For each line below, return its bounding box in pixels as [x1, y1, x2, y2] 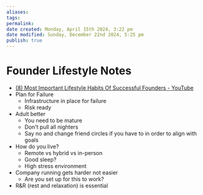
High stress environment [24, 162, 87, 169]
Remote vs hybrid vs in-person [24, 149, 103, 156]
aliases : [6, 9, 29, 15]
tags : [6, 15, 20, 21]
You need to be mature [24, 117, 83, 124]
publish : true [6, 37, 43, 44]
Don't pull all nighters [24, 123, 79, 131]
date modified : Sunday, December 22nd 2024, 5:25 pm [6, 32, 144, 38]
